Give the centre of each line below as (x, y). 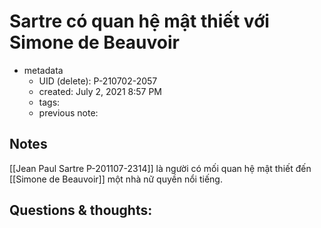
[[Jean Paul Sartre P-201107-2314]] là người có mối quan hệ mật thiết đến (160, 168)
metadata (43, 70)
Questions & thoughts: (81, 210)
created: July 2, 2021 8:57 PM (100, 91)
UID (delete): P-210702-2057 (98, 81)
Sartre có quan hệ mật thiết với (139, 21)
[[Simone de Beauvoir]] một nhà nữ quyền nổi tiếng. (116, 179)
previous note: (68, 112)
